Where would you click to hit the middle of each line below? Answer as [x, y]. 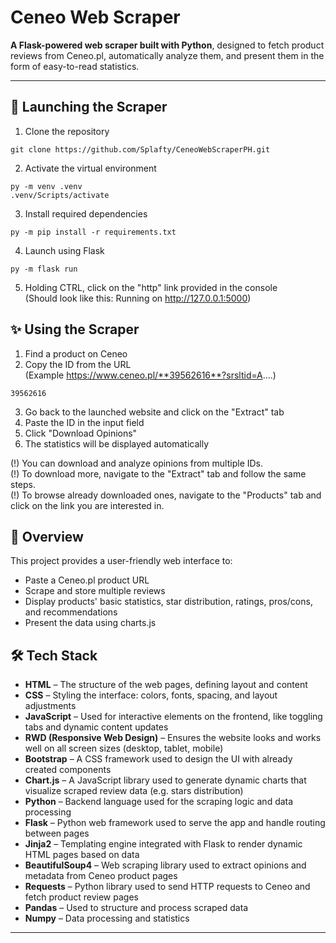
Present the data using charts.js [90, 623]
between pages [57, 833]
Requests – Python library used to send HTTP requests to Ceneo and [167, 887]
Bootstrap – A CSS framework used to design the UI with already [158, 759]
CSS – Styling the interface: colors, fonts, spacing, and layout [151, 695]
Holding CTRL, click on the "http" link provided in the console [151, 287]
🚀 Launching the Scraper [89, 107]
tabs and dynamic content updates [96, 727]
